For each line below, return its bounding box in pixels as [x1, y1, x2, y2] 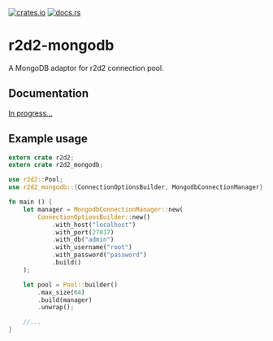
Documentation [8, 86, 89, 101]
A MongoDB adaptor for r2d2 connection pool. [8, 63, 164, 72]
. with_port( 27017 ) [51, 228, 115, 236]
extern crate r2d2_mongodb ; [8, 161, 104, 169]
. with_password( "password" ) [51, 251, 148, 260]
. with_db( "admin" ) [51, 236, 115, 244]
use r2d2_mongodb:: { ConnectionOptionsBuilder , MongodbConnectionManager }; [8, 183, 267, 191]
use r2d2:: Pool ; [8, 176, 63, 184]
